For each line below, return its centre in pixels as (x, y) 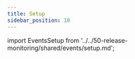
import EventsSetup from (43, 40)
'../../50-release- (104, 40)
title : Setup (26, 14)
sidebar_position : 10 (39, 20)
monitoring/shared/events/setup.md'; (61, 48)
